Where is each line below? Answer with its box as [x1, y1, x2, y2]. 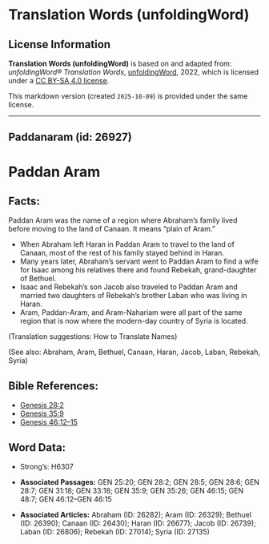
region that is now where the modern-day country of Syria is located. [19, 316, 248, 326]
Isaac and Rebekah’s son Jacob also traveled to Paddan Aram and [19, 282, 238, 292]
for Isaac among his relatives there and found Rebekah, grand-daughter [19, 265, 257, 275]
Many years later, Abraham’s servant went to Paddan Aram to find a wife [19, 256, 259, 266]
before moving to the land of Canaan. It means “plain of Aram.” [8, 224, 216, 234]
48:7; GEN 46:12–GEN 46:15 [19, 494, 112, 504]
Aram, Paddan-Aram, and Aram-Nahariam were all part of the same [19, 308, 243, 317]
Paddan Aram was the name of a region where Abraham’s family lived [8, 216, 238, 225]
